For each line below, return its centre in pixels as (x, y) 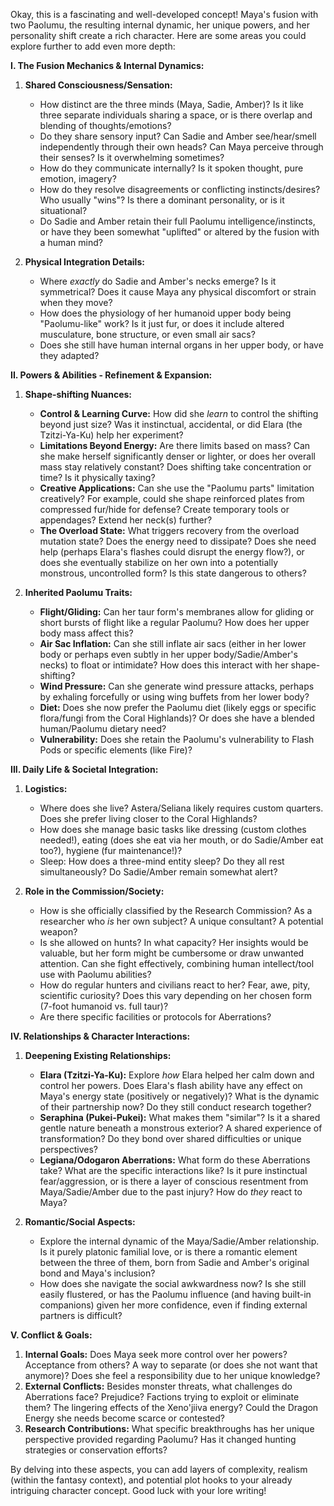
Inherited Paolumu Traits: (78, 592)
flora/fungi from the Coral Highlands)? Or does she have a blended (177, 718)
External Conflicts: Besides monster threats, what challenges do (158, 1386)
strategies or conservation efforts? (96, 1450)
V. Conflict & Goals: (51, 1335)
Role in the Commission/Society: (94, 891)
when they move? (76, 302)
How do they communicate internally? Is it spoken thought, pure (171, 168)
